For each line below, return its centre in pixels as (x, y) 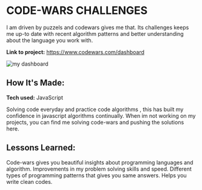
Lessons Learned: (41, 148)
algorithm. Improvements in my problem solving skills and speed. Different (99, 169)
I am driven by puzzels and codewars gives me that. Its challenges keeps (98, 27)
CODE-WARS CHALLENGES (77, 11)
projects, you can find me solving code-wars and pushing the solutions (95, 122)
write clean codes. (29, 182)
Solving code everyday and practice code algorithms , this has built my (95, 109)
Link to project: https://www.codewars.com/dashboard (75, 52)
